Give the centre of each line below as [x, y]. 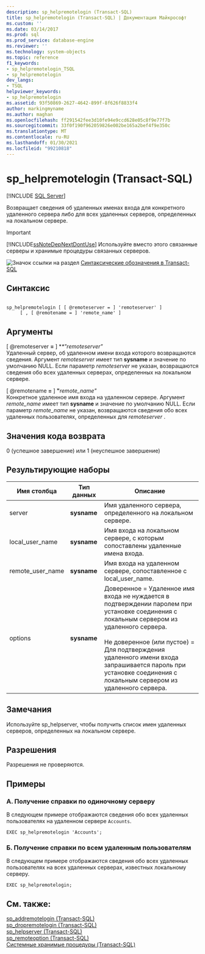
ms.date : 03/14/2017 [33, 29]
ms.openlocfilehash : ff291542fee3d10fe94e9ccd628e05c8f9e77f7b [88, 120]
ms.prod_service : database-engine [50, 40]
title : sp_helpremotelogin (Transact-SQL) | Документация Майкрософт [97, 18]
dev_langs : [20, 80]
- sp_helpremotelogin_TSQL [41, 69]
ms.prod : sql [23, 35]
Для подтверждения [135, 649]
